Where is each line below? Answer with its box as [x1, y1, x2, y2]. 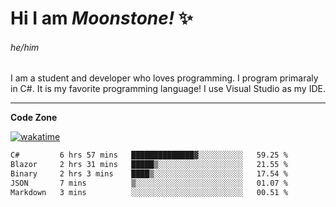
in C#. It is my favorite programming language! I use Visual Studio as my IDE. [10, 83, 326, 95]
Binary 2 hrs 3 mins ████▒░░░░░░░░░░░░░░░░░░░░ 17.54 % [10, 169, 288, 179]
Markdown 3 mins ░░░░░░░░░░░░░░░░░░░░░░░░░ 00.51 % [10, 187, 288, 197]
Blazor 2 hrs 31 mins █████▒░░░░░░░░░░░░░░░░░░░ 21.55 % [10, 160, 288, 170]
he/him [10, 41, 40, 53]
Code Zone [10, 112, 58, 124]
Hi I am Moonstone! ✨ [10, 7, 193, 30]
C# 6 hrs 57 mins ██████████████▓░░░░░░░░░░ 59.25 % [10, 150, 288, 161]
